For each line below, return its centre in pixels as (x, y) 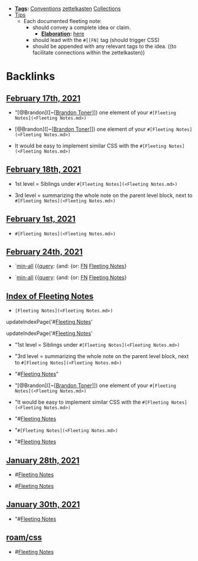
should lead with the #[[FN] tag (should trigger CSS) (96, 40)
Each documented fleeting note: (63, 21)
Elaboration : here (63, 34)
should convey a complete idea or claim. (82, 27)
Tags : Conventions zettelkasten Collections (68, 9)
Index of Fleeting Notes (50, 296)
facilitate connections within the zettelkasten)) (89, 52)
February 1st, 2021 (41, 219)
